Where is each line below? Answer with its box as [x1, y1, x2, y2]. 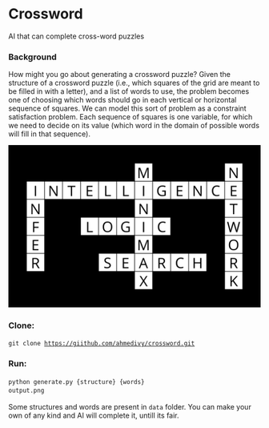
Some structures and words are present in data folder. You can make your [8, 402, 252, 411]
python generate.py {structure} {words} [8, 378, 146, 386]
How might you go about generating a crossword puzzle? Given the [8, 70, 231, 79]
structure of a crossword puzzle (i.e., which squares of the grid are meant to [8, 78, 260, 88]
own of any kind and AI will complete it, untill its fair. [8, 410, 179, 420]
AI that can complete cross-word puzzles [8, 31, 145, 41]
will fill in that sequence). [8, 129, 90, 139]
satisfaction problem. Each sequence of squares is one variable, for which [8, 112, 253, 122]
